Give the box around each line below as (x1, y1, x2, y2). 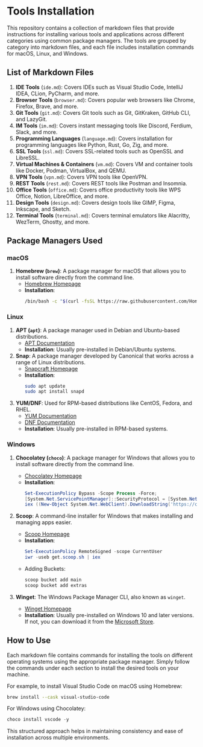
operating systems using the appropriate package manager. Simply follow (7, 658, 190, 665)
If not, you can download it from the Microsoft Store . (24, 618, 155, 625)
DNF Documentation (24, 418, 76, 426)
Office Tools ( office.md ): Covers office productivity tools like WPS (15, 186, 181, 193)
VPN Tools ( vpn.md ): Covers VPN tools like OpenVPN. (15, 173, 148, 181)
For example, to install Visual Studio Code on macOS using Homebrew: (7, 682, 183, 690)
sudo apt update (24, 383, 66, 389)
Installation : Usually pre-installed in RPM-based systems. (24, 425, 168, 432)
